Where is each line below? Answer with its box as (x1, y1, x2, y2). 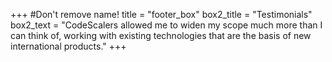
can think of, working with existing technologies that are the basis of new (10, 30, 312, 41)
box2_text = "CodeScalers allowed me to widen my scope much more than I (10, 19, 323, 31)
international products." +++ (10, 40, 127, 52)
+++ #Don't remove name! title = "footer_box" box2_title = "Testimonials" (10, 9, 313, 20)
